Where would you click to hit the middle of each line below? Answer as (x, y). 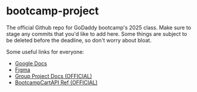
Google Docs (31, 63)
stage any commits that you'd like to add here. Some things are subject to (97, 33)
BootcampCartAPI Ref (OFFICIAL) (56, 82)
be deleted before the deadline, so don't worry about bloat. (79, 40)
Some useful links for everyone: (45, 51)
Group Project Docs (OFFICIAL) (53, 76)
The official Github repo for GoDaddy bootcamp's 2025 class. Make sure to (99, 27)
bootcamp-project (53, 11)
